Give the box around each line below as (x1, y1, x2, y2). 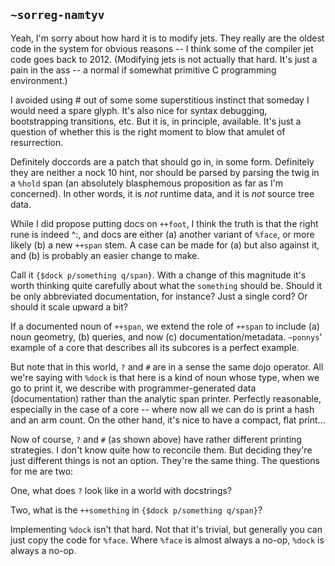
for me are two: (10, 465, 74, 477)
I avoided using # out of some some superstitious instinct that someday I (10, 94, 310, 106)
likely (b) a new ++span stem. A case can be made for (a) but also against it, (10, 239, 320, 251)
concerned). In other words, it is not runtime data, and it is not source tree (10, 187, 315, 199)
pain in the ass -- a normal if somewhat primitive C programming (10, 64, 277, 76)
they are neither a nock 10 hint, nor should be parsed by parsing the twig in (10, 166, 320, 178)
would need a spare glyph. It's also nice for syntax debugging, (10, 104, 268, 116)
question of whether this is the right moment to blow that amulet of (10, 125, 286, 138)
